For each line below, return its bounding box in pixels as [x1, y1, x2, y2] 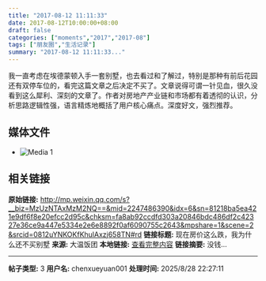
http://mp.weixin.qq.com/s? [40, 194, 131, 204]
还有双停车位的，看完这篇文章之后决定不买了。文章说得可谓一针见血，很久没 [8, 81, 258, 90]
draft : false [8, 26, 51, 34]
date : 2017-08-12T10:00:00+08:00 [8, 19, 119, 27]
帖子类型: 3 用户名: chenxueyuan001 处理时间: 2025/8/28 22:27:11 [8, 264, 224, 273]
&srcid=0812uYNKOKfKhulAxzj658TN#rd [8, 230, 142, 239]
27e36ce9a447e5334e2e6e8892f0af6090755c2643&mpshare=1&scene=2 [8, 220, 254, 230]
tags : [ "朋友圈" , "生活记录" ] [8, 41, 97, 49]
